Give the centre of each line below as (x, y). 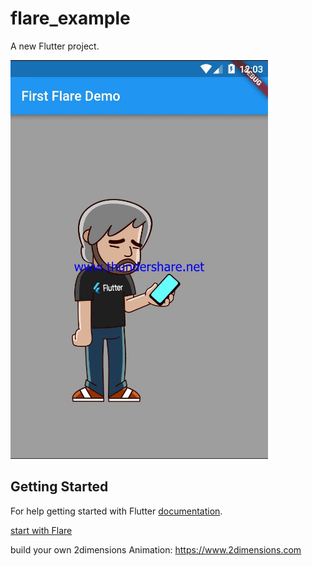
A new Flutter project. (55, 46)
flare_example (70, 18)
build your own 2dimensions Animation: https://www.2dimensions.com (156, 549)
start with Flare (41, 530)
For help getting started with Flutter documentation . (116, 511)
